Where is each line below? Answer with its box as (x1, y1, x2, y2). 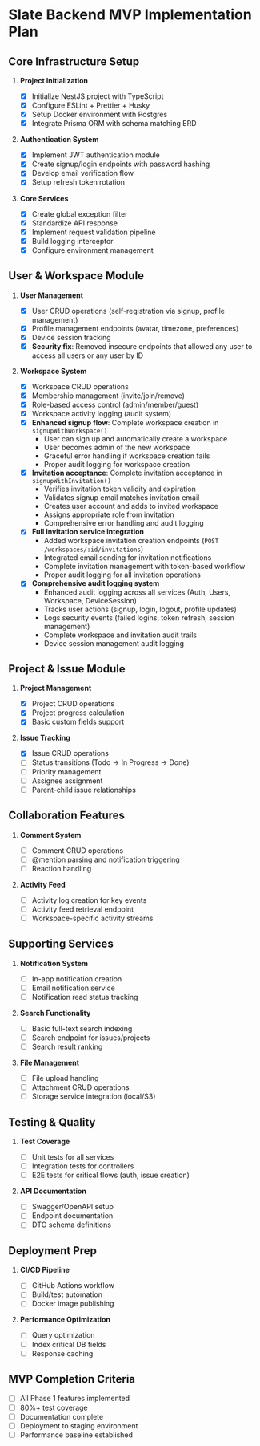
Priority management (31, 766, 102, 776)
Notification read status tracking (31, 992, 138, 1001)
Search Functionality (19, 1008, 91, 1017)
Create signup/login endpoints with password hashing (31, 159, 210, 169)
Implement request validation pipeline (31, 227, 156, 237)
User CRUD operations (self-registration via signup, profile (31, 306, 226, 315)
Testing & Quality (8, 1115, 96, 1129)
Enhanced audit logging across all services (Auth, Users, (43, 587, 230, 597)
